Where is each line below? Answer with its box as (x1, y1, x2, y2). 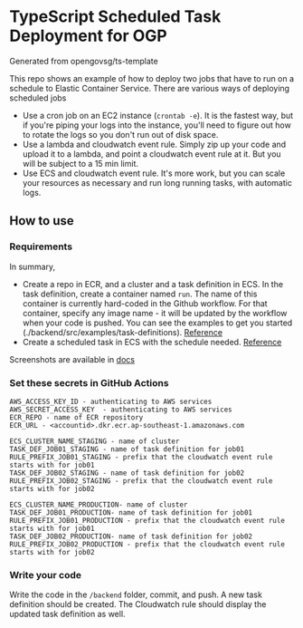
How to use (9, 213, 74, 228)
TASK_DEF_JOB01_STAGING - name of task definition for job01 (9, 444, 245, 454)
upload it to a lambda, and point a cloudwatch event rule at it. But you (22, 148, 282, 159)
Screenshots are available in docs (9, 353, 136, 364)
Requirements (9, 240, 73, 253)
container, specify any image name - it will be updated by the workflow (22, 307, 288, 318)
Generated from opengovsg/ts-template (9, 55, 158, 66)
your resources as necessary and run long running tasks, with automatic (22, 177, 292, 188)
